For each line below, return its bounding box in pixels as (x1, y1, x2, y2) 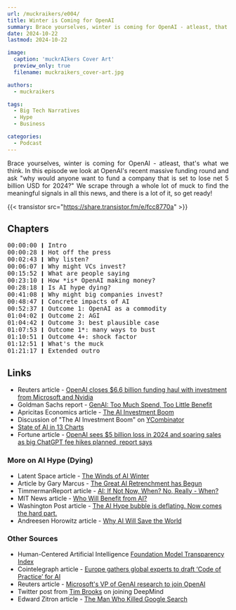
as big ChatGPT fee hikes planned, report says (17, 438, 152, 447)
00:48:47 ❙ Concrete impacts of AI (7, 298, 130, 306)
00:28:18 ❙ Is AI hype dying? (7, 284, 112, 292)
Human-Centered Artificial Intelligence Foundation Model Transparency (17, 549, 225, 558)
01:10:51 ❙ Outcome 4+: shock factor (7, 333, 138, 341)
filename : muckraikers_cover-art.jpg (13, 68, 124, 76)
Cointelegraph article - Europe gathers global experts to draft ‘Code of (17, 564, 221, 573)
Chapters (7, 223, 49, 235)
